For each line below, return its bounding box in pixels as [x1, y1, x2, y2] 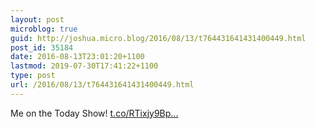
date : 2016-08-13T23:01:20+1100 [10, 52, 145, 62]
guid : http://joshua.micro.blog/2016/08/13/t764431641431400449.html [10, 33, 307, 43]
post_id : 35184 [10, 42, 74, 53]
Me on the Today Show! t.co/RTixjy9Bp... [10, 107, 179, 119]
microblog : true [10, 24, 78, 34]
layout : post [10, 14, 65, 25]
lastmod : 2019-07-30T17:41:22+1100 [10, 61, 159, 71]
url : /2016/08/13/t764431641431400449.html [10, 80, 195, 90]
